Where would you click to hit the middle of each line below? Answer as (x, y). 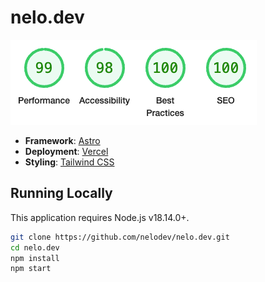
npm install (35, 258)
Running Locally (61, 193)
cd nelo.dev (35, 247)
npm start (31, 269)
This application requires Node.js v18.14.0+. (100, 217)
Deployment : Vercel (66, 151)
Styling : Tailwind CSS (69, 162)
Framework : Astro (62, 140)
